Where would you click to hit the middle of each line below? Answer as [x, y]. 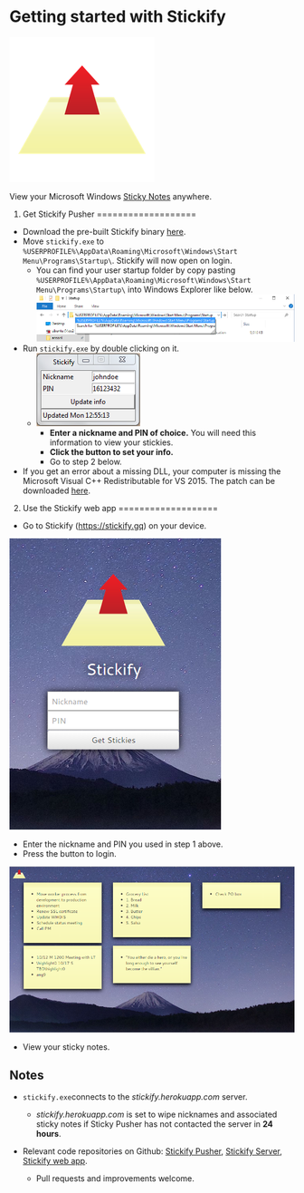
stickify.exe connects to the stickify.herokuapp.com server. [135, 1097]
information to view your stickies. [111, 442]
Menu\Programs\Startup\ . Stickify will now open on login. [127, 260]
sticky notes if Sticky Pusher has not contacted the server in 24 [154, 1124]
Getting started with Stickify [118, 17]
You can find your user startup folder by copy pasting [136, 270]
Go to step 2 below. [85, 461]
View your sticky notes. [66, 1047]
